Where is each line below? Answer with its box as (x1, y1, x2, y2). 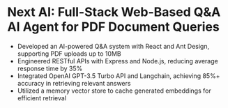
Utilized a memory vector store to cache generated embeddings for (17, 86, 211, 95)
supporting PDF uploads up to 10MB (17, 49, 121, 58)
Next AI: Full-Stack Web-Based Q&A (7, 4, 221, 20)
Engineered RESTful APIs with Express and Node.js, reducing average (17, 56, 218, 65)
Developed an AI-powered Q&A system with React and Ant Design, (17, 42, 210, 50)
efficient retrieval (17, 93, 67, 102)
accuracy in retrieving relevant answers (17, 79, 131, 87)
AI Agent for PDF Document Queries (7, 19, 220, 35)
